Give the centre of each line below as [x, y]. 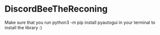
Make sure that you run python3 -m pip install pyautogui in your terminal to [80, 22]
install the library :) [23, 27]
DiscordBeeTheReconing [56, 9]
